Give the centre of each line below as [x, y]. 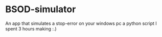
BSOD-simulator [41, 9]
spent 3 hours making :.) [31, 28]
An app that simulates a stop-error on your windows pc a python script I [81, 23]
